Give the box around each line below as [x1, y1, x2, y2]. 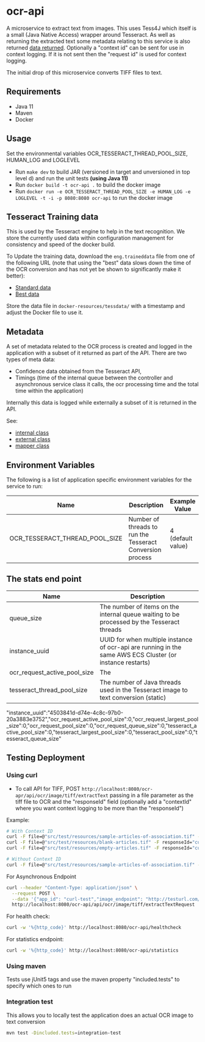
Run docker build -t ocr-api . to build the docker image [15, 181, 161, 188]
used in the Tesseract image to [99, 686, 188, 694]
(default [170, 534, 193, 542]
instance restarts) [99, 658, 151, 667]
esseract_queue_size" [6, 735, 62, 742]
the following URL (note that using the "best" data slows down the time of [6, 259, 191, 266]
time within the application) [15, 387, 84, 395]
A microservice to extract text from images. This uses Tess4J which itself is [6, 24, 197, 32]
